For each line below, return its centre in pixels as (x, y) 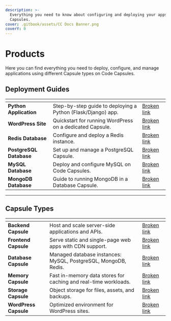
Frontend (19, 240)
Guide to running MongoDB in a (90, 179)
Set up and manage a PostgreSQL (93, 149)
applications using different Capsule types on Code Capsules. (70, 74)
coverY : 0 (16, 29)
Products (25, 54)
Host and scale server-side (82, 225)
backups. (60, 296)
